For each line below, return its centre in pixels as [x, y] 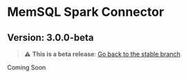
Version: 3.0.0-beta [51, 38]
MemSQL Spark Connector [86, 12]
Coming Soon [27, 67]
